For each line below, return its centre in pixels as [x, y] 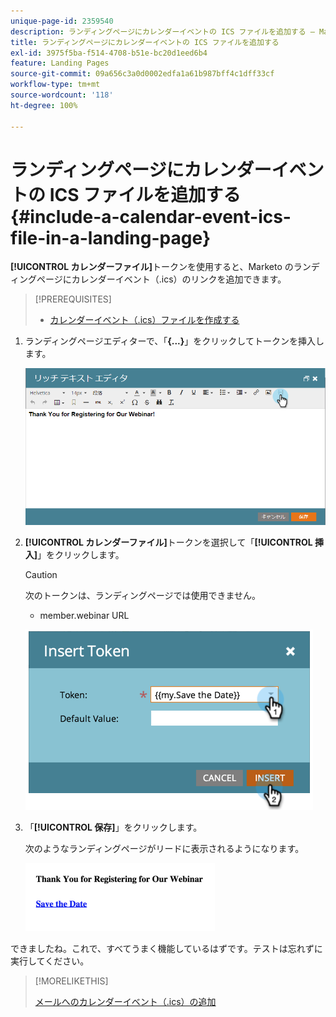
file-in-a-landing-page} [111, 237]
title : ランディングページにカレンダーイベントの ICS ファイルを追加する [145, 42]
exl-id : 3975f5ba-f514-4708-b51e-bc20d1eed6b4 [109, 53]
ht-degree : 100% [44, 105]
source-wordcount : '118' [62, 95]
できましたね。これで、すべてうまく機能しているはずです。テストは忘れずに [166, 948]
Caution [41, 574]
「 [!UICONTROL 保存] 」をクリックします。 [113, 827]
